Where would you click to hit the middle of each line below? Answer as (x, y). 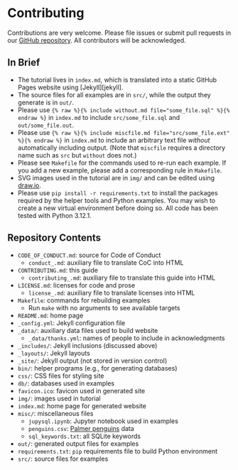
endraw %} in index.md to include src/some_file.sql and (99, 117)
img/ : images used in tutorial (59, 398)
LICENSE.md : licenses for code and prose (76, 285)
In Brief (24, 63)
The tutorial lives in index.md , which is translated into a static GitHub (117, 80)
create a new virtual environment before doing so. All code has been (118, 208)
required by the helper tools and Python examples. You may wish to (117, 200)
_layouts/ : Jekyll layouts (54, 353)
